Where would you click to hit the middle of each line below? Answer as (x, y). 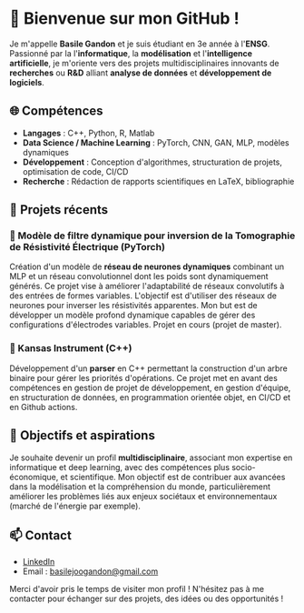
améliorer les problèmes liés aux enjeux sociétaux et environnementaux (143, 496)
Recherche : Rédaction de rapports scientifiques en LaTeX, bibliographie (158, 181)
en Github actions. (44, 407)
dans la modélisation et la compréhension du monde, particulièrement (140, 487)
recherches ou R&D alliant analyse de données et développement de (141, 73)
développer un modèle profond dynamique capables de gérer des (132, 315)
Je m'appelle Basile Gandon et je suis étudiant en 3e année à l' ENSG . (140, 44)
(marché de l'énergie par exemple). (75, 506)
